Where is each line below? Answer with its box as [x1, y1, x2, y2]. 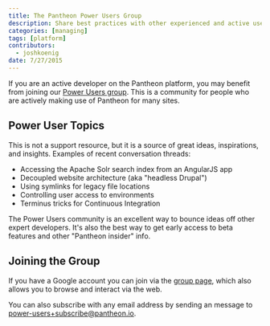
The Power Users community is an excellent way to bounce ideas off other [8, 214, 256, 223]
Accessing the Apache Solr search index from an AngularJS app [19, 164, 233, 173]
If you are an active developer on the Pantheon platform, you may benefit [8, 78, 251, 88]
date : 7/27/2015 [8, 57, 63, 65]
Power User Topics [8, 119, 105, 132]
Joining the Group [8, 255, 100, 268]
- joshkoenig [15, 49, 59, 57]
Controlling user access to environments [19, 189, 154, 199]
